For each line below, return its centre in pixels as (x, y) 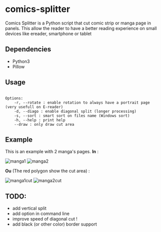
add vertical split (29, 209)
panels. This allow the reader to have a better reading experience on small (81, 28)
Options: (14, 98)
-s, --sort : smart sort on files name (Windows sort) (72, 116)
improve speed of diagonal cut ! (45, 219)
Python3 (21, 61)
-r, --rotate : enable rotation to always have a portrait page (82, 103)
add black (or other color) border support (55, 224)
